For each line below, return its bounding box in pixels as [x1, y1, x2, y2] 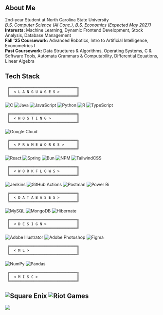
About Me [5, 4, 36, 12]
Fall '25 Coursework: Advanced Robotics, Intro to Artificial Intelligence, [5, 37, 148, 43]
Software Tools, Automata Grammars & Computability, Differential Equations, [5, 53, 159, 59]
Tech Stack [5, 72, 40, 81]
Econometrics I [5, 42, 36, 48]
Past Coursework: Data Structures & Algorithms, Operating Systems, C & [5, 48, 152, 53]
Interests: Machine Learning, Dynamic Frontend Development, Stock [5, 27, 144, 33]
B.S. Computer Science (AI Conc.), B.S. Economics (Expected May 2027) [5, 22, 152, 28]
